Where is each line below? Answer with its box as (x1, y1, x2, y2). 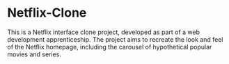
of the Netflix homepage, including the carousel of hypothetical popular (7, 42, 212, 51)
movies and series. (7, 50, 61, 58)
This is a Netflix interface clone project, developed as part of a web (7, 28, 200, 36)
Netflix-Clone (7, 5, 87, 21)
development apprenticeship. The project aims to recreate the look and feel (7, 35, 223, 43)
